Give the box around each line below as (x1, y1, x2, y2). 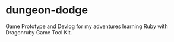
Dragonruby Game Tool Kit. (5, 29, 72, 36)
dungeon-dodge (5, 3, 88, 17)
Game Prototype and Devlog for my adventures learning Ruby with (5, 23, 168, 30)
